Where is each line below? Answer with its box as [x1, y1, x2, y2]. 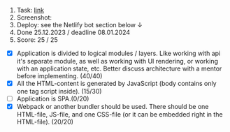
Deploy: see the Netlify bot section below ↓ [16, 21, 143, 29]
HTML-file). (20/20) [16, 118, 74, 126]
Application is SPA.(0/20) [16, 94, 89, 103]
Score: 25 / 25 [16, 36, 58, 44]
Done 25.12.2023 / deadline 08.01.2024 [16, 28, 131, 36]
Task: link [16, 6, 45, 14]
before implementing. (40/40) [16, 72, 103, 80]
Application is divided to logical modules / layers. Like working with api [16, 49, 221, 57]
